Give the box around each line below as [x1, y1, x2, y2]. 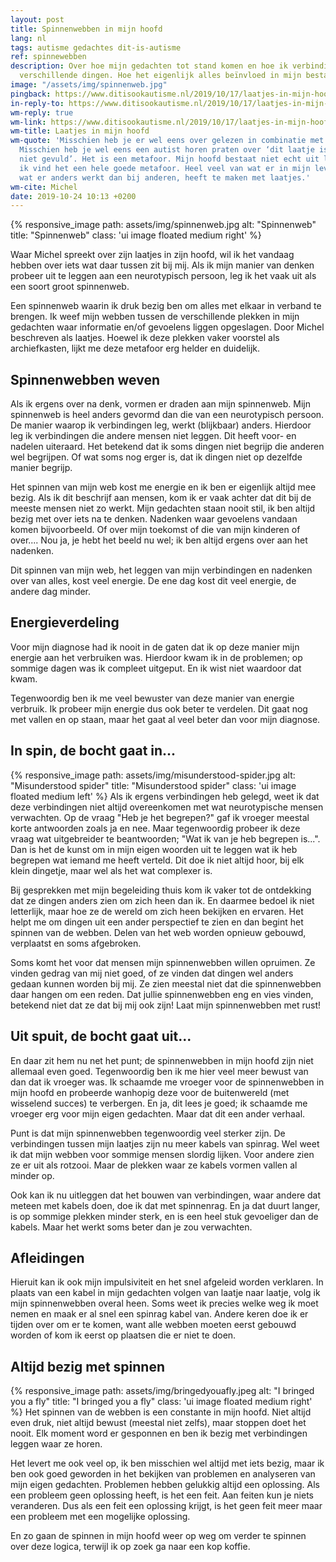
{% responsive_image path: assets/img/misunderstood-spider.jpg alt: [10, 769, 296, 781]
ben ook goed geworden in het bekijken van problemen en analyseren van [10, 1468, 316, 1480]
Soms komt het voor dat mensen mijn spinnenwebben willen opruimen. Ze [10, 956, 316, 968]
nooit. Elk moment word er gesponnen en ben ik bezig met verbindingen [10, 1427, 308, 1440]
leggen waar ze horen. [10, 1438, 103, 1450]
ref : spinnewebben [10, 52, 87, 62]
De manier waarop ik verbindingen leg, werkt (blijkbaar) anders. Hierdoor [10, 419, 312, 431]
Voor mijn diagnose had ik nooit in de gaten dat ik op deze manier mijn [10, 641, 300, 653]
